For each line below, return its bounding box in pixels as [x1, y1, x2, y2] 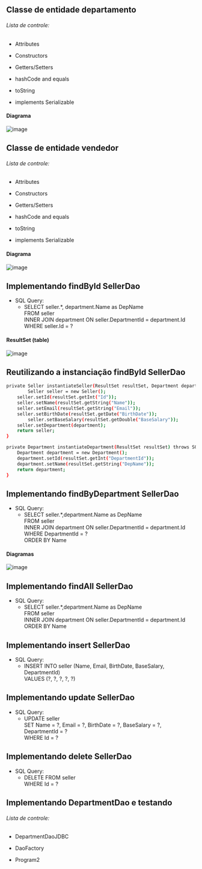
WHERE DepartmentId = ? [23, 530, 88, 537]
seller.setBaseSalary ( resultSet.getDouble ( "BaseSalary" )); [28, 416, 179, 422]
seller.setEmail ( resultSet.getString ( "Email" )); [17, 405, 141, 411]
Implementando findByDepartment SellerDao [6, 489, 179, 499]
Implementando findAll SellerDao [6, 581, 133, 591]
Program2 [14, 856, 40, 864]
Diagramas [6, 550, 34, 558]
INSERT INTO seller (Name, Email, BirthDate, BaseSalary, [23, 662, 165, 669]
